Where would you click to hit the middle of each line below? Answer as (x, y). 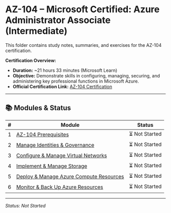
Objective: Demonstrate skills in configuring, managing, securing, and (86, 75)
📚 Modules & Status (38, 108)
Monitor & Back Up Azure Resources (60, 187)
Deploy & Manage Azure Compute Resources (70, 177)
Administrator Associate (58, 20)
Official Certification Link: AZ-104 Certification (62, 86)
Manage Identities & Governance (55, 145)
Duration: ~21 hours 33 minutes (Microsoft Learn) (65, 70)
